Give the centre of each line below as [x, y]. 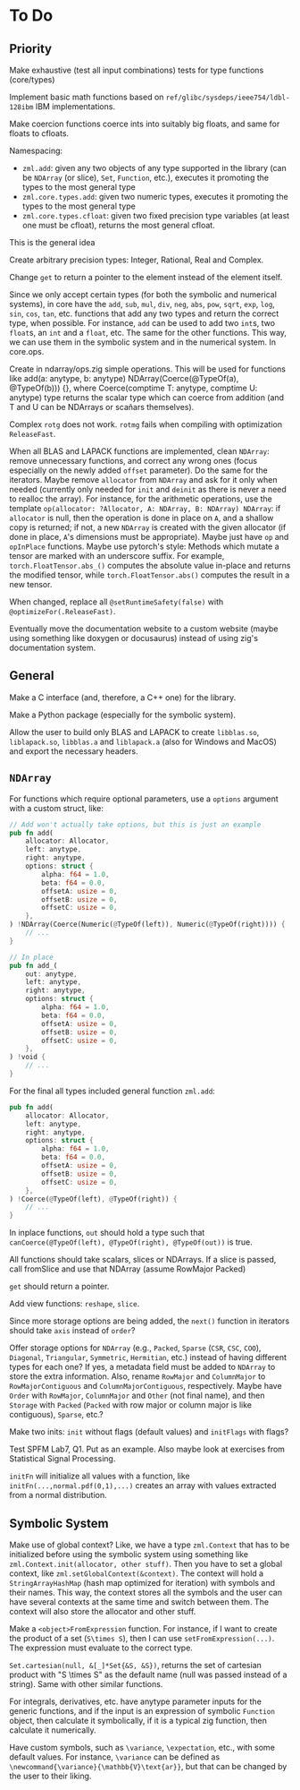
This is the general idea [52, 242]
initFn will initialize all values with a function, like [100, 1476]
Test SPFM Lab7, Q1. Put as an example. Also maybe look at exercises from [147, 1449]
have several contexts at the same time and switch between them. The [139, 1602]
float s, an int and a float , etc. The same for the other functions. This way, [148, 333]
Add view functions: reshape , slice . [75, 1304]
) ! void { [28, 1058]
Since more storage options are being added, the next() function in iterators [150, 1321]
